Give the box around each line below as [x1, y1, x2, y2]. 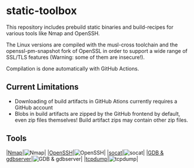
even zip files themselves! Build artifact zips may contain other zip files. [14, 116, 188, 123]
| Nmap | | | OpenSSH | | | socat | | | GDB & [6, 149, 164, 156]
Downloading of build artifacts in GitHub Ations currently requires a [14, 98, 178, 105]
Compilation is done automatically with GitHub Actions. [6, 65, 139, 72]
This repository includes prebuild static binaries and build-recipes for [6, 23, 173, 31]
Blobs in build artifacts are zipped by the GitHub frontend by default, [14, 110, 180, 117]
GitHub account [14, 104, 53, 111]
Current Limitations [6, 82, 79, 92]
